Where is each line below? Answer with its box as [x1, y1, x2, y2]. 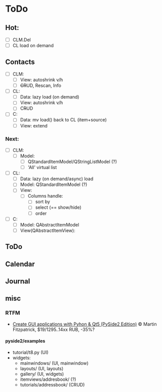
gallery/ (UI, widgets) [20, 371, 64, 377]
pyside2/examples [5, 338, 46, 344]
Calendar [5, 259, 35, 268]
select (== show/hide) [35, 204, 82, 211]
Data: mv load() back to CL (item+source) [20, 117, 107, 123]
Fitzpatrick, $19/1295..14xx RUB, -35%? [12, 326, 95, 333]
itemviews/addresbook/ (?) [20, 376, 76, 382]
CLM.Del [12, 37, 31, 43]
